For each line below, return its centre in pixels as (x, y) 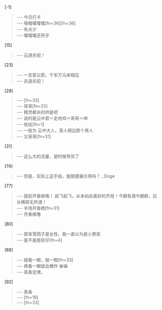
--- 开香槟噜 (29, 214)
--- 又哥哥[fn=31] (34, 136)
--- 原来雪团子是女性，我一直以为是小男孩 (58, 234)
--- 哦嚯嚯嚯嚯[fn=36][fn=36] (46, 23)
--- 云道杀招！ (31, 55)
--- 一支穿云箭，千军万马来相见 (48, 75)
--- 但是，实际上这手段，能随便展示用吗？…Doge (66, 176)
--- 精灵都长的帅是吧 (37, 112)
